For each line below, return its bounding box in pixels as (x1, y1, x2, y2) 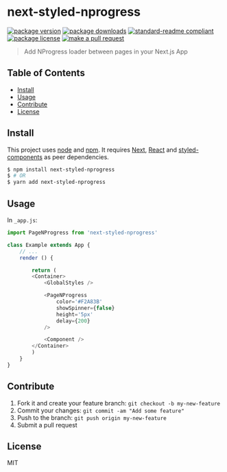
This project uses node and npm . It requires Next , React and (7, 145, 177, 154)
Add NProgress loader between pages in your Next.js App (23, 47, 189, 56)
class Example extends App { (7, 241, 91, 248)
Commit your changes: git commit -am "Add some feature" (16, 406, 185, 414)
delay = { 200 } (56, 317, 91, 324)
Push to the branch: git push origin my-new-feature (16, 413, 167, 422)
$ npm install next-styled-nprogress (7, 166, 115, 173)
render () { (19, 255, 53, 261)
